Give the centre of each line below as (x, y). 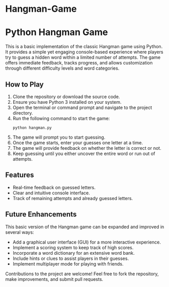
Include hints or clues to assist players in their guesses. (71, 258)
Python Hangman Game (57, 32)
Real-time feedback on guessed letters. (54, 187)
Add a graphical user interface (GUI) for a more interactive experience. (87, 242)
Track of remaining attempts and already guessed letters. (73, 198)
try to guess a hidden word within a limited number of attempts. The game (83, 57)
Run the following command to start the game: (61, 118)
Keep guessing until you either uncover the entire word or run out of (84, 153)
